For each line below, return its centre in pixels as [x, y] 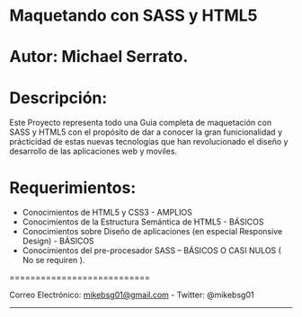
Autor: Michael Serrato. [99, 57]
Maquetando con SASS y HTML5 [133, 16]
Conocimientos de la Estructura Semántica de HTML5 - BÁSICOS [143, 222]
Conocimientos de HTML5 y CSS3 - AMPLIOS [107, 213]
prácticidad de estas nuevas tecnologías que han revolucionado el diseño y [149, 142]
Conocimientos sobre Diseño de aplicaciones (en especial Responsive [152, 232]
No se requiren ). [53, 260]
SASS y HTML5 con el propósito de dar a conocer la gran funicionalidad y [146, 132]
